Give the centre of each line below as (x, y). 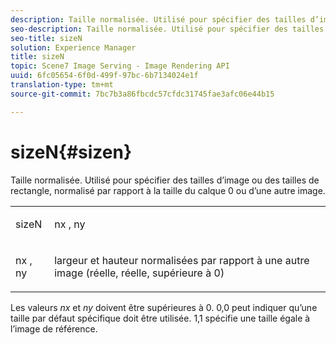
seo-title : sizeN (46, 38)
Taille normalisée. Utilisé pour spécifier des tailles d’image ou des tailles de (165, 180)
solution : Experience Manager (73, 47)
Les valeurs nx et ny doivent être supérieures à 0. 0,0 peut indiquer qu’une (164, 307)
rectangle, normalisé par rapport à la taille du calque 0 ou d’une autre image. (168, 190)
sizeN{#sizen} (71, 152)
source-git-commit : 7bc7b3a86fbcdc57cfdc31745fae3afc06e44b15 (142, 94)
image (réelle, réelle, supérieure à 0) (139, 273)
